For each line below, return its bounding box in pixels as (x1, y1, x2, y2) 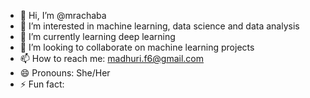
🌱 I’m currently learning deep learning (19, 31, 176, 42)
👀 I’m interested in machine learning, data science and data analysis (19, 20, 300, 32)
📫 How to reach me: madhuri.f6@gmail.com (19, 53, 204, 64)
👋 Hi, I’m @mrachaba (19, 10, 107, 21)
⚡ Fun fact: (19, 78, 65, 90)
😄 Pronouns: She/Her (19, 67, 111, 79)
